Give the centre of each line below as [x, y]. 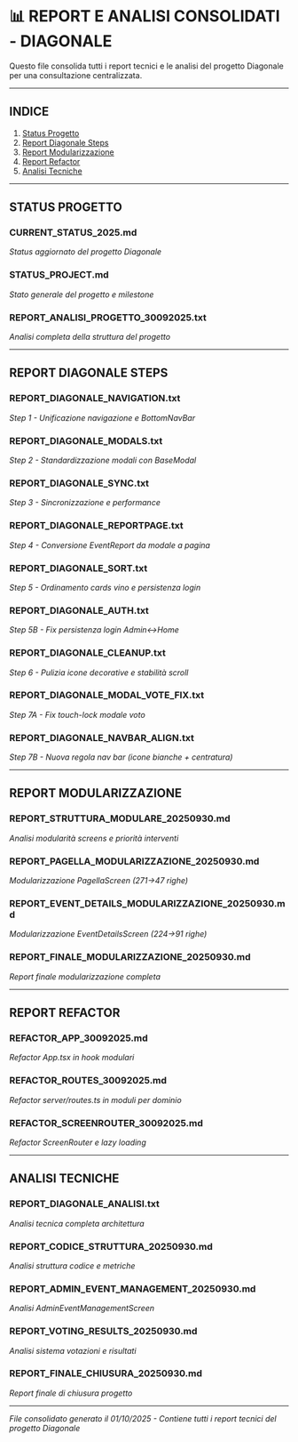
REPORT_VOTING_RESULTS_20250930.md [103, 1332]
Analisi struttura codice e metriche [72, 1265]
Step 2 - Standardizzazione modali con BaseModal [103, 460]
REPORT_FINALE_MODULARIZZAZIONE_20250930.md [130, 957]
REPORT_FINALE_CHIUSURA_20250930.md [106, 1374]
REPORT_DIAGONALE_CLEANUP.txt [87, 653]
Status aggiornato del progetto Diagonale [86, 252]
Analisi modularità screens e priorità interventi [94, 838]
